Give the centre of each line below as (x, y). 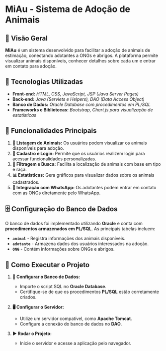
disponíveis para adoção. (38, 148)
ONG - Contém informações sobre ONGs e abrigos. (63, 249)
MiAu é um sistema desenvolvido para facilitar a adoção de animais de (78, 50)
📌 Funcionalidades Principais (51, 131)
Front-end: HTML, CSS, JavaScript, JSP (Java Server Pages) (76, 94)
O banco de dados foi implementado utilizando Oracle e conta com (74, 224)
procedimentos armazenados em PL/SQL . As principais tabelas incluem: (80, 229)
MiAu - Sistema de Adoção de (68, 9)
